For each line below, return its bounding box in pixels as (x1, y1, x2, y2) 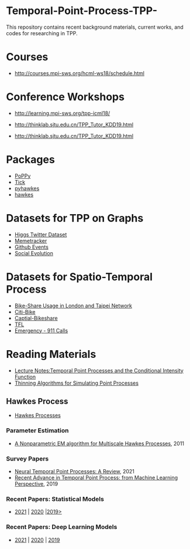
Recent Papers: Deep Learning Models (6, 523, 118, 531)
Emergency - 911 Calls (14, 327, 68, 334)
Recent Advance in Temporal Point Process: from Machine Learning (14, 474, 178, 481)
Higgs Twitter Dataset (14, 231, 67, 238)
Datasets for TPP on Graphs (6, 211, 144, 225)
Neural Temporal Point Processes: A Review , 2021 (14, 467, 134, 475)
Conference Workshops (6, 90, 125, 104)
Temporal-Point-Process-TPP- (6, 4, 158, 18)
